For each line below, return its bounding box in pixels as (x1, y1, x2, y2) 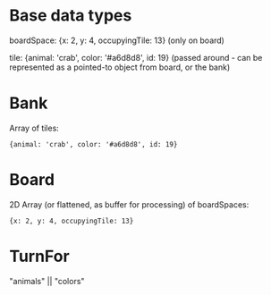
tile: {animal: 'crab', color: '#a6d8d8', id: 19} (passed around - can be (9, 52, 263, 63)
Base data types (9, 5, 132, 26)
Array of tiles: (9, 122, 60, 133)
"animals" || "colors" (9, 275, 85, 286)
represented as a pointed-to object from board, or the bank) (9, 62, 231, 72)
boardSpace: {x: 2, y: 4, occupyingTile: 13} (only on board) (9, 35, 225, 46)
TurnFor (9, 247, 70, 266)
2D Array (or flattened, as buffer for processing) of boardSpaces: (9, 198, 250, 210)
